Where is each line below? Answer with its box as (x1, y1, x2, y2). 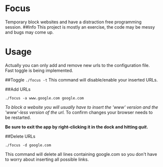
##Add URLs (5, 86, 31, 92)
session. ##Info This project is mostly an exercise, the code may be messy (5, 24, 155, 30)
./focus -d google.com (5, 143, 51, 148)
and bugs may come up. (5, 29, 54, 35)
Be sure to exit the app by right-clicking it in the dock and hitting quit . (5, 124, 148, 130)
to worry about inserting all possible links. (5, 156, 89, 162)
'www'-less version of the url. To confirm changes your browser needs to (5, 109, 153, 115)
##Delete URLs (5, 133, 36, 139)
